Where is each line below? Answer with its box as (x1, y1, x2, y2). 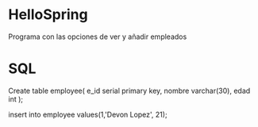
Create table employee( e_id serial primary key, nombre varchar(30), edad (8, 86, 251, 95)
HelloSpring (8, 6, 89, 24)
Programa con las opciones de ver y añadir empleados (8, 32, 187, 41)
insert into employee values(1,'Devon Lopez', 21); (8, 110, 168, 119)
